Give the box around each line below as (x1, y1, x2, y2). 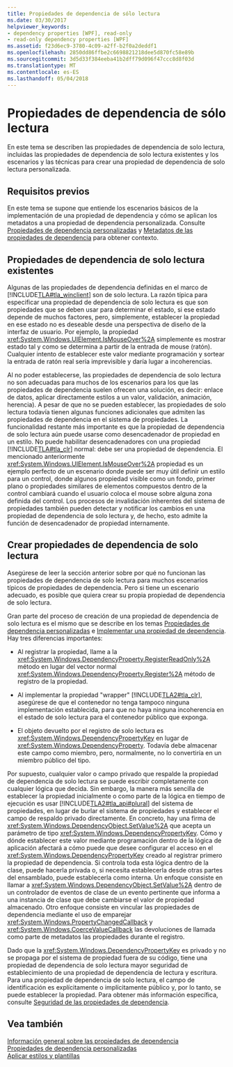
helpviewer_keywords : (7, 23, 70, 30)
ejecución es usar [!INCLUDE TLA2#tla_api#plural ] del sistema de (7, 799, 193, 808)
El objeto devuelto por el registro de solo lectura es (17, 726, 164, 734)
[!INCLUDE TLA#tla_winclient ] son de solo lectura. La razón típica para (7, 290, 208, 298)
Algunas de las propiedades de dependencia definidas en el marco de (7, 283, 208, 292)
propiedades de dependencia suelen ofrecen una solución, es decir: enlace (7, 385, 224, 394)
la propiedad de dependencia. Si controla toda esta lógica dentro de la (7, 858, 209, 867)
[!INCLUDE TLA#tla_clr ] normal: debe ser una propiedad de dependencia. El (7, 444, 223, 453)
